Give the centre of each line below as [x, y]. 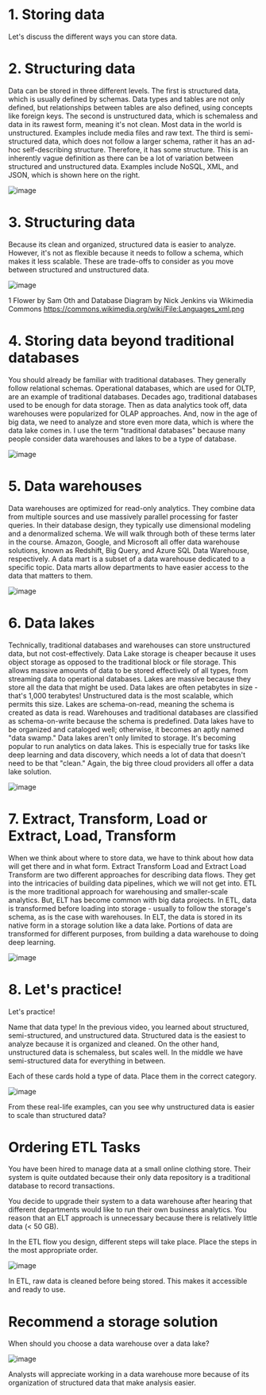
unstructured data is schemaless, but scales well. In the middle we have [126, 1052]
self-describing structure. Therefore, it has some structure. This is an [135, 149]
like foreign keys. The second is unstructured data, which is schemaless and [133, 116]
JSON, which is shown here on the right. [74, 175]
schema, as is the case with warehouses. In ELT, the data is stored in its [125, 917]
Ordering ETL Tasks [75, 1147]
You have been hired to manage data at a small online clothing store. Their [130, 1169]
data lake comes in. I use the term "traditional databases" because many [127, 430]
